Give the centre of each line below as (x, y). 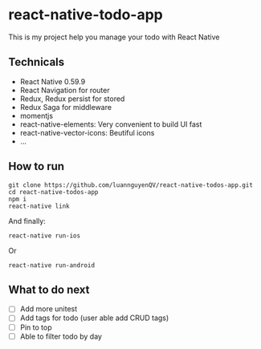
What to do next (49, 289)
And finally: (27, 221)
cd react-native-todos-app (53, 192)
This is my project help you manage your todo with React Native (114, 37)
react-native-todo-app (86, 15)
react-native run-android (51, 265)
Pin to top (36, 327)
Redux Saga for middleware (66, 107)
